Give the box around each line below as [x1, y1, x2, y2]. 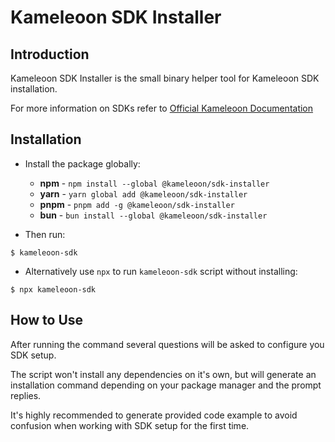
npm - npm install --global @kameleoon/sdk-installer [39, 177, 270, 189]
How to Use [10, 312, 84, 329]
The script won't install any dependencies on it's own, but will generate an [10, 368, 317, 380]
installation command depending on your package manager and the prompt [10, 379, 322, 391]
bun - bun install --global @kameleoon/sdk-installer [39, 209, 268, 221]
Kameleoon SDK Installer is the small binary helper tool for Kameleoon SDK [10, 72, 320, 84]
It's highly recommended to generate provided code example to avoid [10, 409, 298, 421]
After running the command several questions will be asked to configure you [10, 338, 325, 350]
